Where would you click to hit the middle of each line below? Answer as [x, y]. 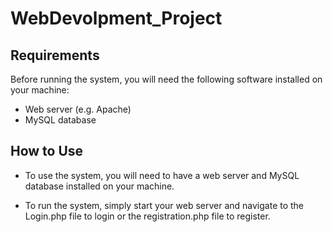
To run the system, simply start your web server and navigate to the [164, 205]
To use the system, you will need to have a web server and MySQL [162, 175]
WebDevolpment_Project [116, 18]
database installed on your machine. [99, 186]
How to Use [47, 151]
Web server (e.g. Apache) [78, 109]
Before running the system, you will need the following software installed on [166, 79]
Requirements [55, 55]
